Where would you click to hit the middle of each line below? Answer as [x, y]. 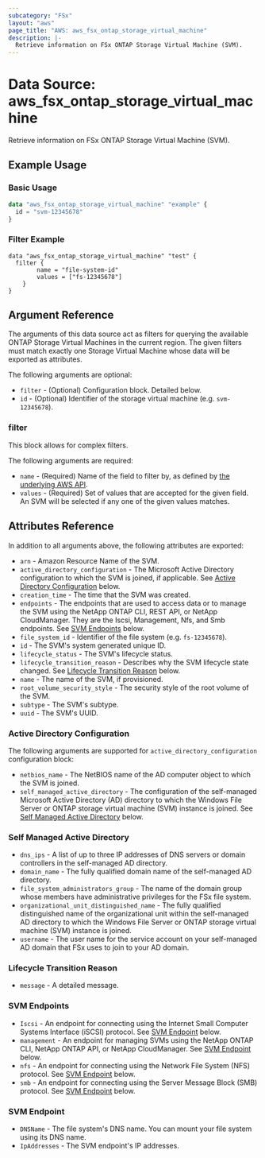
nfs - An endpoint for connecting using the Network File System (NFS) [135, 1065]
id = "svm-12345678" [49, 211]
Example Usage [48, 165]
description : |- [35, 38]
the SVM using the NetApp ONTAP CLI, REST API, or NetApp [119, 611]
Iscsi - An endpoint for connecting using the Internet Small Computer [134, 1023]
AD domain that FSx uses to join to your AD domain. [104, 947]
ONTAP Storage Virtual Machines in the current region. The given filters [125, 343]
